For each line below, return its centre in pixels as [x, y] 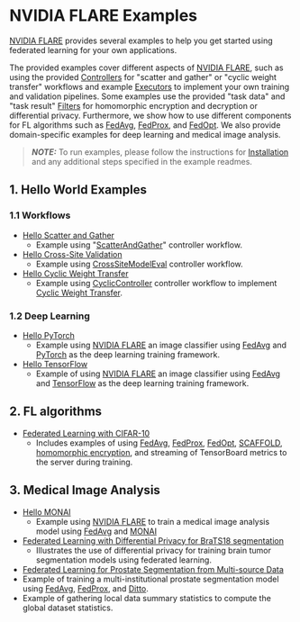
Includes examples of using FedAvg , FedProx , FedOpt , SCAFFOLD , [159, 443]
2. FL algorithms [55, 412]
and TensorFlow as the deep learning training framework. [142, 383]
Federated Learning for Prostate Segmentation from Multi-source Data [153, 569]
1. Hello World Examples [78, 190]
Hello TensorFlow [55, 364]
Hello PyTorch [48, 335]
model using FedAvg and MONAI [96, 531]
